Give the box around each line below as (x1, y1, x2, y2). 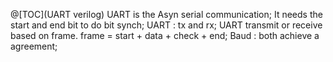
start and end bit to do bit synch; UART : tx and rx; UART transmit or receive (10, 19, 323, 31)
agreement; (10, 40, 58, 52)
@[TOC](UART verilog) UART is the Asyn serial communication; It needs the (10, 9, 323, 20)
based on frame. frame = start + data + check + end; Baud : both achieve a (10, 30, 320, 41)
